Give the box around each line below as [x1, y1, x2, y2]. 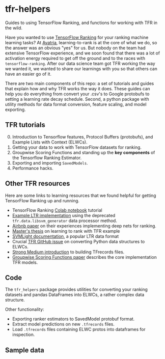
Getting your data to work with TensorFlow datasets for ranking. [12, 144, 142, 150]
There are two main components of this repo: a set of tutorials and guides [5, 80, 154, 86]
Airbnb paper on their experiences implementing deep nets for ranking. [12, 222, 157, 229]
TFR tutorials [5, 121, 46, 129]
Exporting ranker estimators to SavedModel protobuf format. [12, 316, 135, 322]
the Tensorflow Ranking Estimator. [12, 155, 82, 161]
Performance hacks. [12, 165, 54, 171]
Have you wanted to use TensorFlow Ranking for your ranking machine [5, 34, 149, 40]
